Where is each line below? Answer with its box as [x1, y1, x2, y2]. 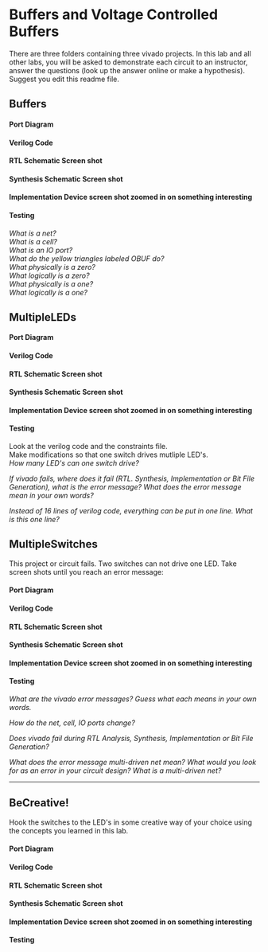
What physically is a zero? [9, 262, 96, 271]
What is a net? [9, 228, 56, 238]
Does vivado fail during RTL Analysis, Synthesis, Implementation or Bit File [9, 734, 254, 743]
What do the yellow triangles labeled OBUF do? [9, 253, 165, 263]
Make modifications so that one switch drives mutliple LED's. [9, 450, 209, 459]
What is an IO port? [9, 245, 73, 255]
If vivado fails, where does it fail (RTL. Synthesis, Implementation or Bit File [9, 474, 255, 483]
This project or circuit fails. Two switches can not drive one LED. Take [9, 559, 237, 568]
